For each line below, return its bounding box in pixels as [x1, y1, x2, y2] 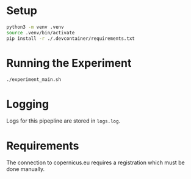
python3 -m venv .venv [6, 24, 64, 30]
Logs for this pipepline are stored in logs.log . [6, 117, 121, 124]
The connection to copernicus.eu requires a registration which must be [6, 159, 185, 166]
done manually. [6, 166, 45, 173]
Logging [6, 97, 49, 111]
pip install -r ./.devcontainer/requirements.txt [6, 35, 135, 42]
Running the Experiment [6, 56, 132, 70]
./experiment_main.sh [6, 76, 62, 83]
